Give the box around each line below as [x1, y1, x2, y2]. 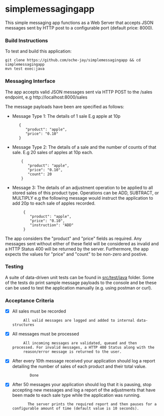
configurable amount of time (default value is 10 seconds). [12, 406, 140, 411]
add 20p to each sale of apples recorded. [12, 200, 96, 206]
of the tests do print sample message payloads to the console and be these [5, 280, 157, 286]
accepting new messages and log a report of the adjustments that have [12, 387, 156, 393]
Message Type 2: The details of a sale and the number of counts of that [12, 144, 157, 150]
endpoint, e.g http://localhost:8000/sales [5, 94, 88, 100]
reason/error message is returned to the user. [23, 349, 122, 354]
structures [12, 322, 35, 327]
